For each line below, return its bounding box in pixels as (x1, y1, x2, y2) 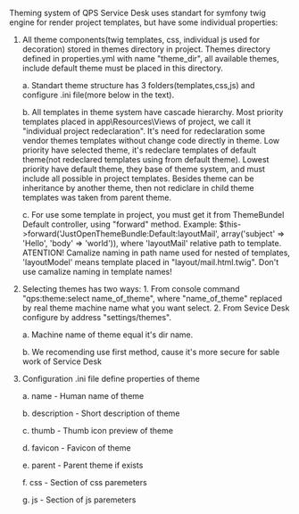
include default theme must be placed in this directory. (21, 62, 223, 73)
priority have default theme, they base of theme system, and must (21, 164, 266, 174)
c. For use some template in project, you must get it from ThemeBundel (21, 210, 285, 220)
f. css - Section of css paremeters (21, 477, 147, 487)
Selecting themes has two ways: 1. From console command (21, 284, 240, 294)
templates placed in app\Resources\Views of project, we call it (21, 116, 252, 127)
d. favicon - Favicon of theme (21, 443, 131, 453)
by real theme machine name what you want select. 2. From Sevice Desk (21, 303, 290, 313)
